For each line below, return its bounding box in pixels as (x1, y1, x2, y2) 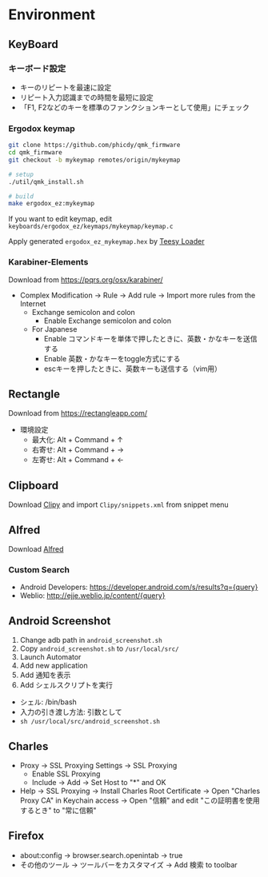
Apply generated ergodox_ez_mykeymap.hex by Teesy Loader (8, 237, 205, 246)
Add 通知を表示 (19, 670, 71, 680)
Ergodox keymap (8, 122, 76, 134)
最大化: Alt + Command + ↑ (31, 435, 124, 444)
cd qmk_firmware (8, 149, 62, 157)
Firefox (8, 829, 45, 843)
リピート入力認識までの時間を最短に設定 (19, 92, 154, 102)
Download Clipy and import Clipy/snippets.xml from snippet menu (8, 500, 230, 509)
